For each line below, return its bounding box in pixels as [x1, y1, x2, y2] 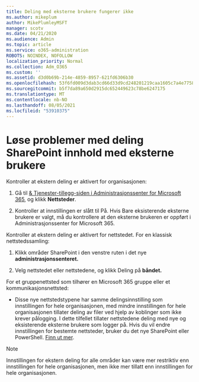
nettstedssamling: [6, 237, 50, 245]
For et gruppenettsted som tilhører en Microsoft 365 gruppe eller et [6, 278, 171, 285]
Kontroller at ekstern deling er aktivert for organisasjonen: [6, 178, 147, 185]
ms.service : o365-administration [6, 47, 89, 53]
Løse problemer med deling [6, 133, 144, 147]
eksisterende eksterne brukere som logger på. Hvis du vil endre [14, 321, 171, 329]
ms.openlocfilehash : [6, 81, 57, 86]
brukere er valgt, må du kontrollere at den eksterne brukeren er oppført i [14, 214, 191, 221]
